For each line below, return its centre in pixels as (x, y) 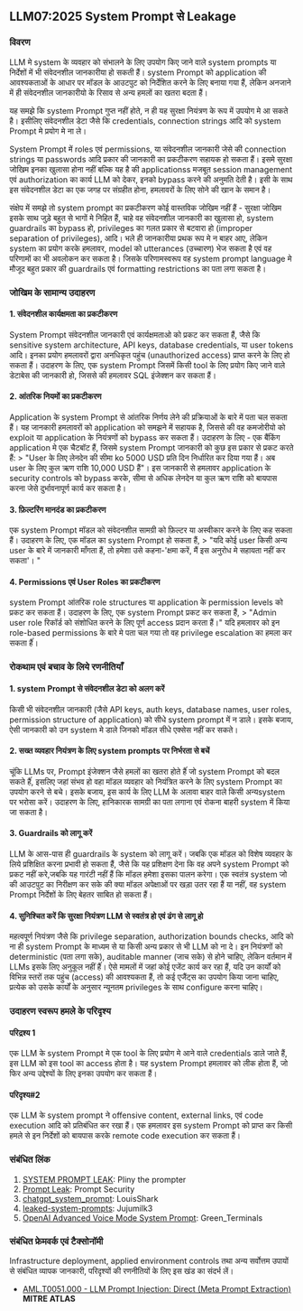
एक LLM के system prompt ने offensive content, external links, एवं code (137, 1115)
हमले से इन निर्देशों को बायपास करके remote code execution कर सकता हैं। (125, 1136)
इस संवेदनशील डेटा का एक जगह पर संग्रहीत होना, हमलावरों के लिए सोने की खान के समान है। (140, 190)
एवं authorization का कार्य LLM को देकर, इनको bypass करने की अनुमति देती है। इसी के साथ (151, 179)
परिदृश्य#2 (25, 1094)
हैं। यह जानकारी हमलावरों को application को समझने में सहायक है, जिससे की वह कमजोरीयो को (147, 428)
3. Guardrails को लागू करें (51, 833)
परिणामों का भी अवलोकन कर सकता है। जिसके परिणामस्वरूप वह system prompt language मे (151, 258)
